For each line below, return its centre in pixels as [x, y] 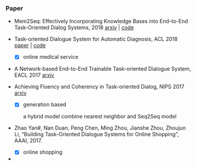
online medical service [50, 57]
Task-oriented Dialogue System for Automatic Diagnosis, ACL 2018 [96, 39]
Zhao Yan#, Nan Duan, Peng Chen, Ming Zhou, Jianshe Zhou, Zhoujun [100, 128]
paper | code [30, 45]
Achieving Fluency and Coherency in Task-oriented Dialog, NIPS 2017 [99, 87]
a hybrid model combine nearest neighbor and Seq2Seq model [100, 117]
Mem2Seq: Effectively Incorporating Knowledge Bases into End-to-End [101, 21]
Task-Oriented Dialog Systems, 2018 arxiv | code [74, 27]
